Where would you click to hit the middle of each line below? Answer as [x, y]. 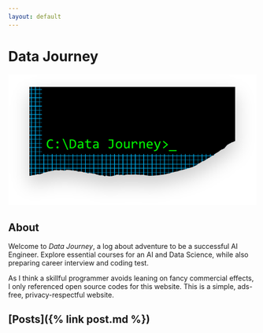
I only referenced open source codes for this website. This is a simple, [122, 287]
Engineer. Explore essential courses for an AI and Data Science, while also [128, 254]
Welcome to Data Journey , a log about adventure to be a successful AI [123, 247]
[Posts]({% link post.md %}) [79, 319]
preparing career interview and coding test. [79, 263]
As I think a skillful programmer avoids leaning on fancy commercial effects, [131, 278]
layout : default [35, 16]
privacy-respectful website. [69, 295]
